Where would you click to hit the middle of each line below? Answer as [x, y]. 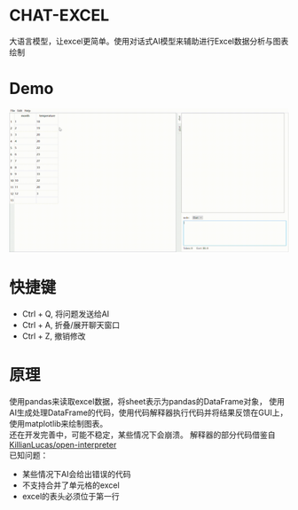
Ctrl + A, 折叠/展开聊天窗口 [71, 325]
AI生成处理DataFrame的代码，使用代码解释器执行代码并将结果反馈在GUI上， [149, 412]
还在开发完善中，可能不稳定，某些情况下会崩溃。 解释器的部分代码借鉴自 [142, 435]
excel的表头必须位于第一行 [71, 496]
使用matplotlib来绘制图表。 [59, 423]
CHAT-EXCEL [59, 16]
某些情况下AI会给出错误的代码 [76, 474]
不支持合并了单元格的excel [71, 485]
